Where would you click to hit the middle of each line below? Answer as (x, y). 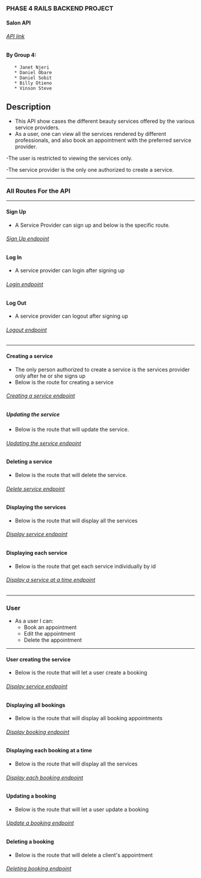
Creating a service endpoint (41, 396)
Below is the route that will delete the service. (71, 475)
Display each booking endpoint (45, 777)
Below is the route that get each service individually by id (85, 566)
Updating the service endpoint (44, 443)
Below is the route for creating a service (64, 382)
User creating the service (38, 659)
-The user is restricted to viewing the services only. (69, 158)
